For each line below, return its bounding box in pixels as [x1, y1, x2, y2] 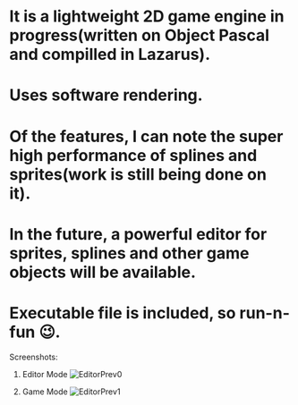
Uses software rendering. [9, 85, 203, 105]
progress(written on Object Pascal [9, 25, 270, 46]
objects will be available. [9, 262, 197, 283]
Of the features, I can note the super [9, 126, 284, 147]
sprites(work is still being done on [9, 164, 267, 184]
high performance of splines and [9, 145, 258, 165]
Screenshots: [9, 351, 58, 362]
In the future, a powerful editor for [9, 224, 268, 244]
